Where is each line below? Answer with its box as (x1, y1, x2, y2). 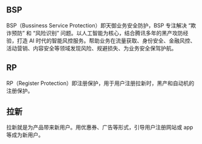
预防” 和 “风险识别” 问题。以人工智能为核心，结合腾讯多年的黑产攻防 (11, 29, 184, 36)
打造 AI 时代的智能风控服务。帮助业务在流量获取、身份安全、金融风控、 (16, 36, 196, 44)
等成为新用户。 (6, 131, 44, 139)
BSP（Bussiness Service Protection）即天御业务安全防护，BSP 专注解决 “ (6, 21, 191, 29)
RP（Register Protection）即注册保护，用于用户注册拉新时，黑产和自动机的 (6, 79, 195, 87)
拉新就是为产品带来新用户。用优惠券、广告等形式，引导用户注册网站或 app (6, 124, 193, 131)
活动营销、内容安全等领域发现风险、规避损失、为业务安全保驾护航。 (6, 44, 177, 52)
